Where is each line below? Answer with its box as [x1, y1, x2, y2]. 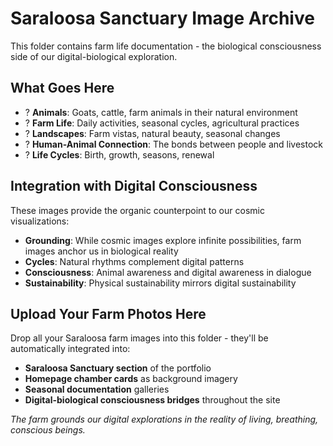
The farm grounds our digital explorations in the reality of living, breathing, [10, 413, 319, 426]
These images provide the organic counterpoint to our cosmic [10, 204, 265, 216]
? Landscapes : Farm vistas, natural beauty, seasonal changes [24, 127, 281, 139]
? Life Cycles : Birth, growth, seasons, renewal [24, 148, 215, 161]
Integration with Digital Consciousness [10, 178, 258, 195]
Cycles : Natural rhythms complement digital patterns [24, 255, 245, 267]
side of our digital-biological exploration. [10, 50, 178, 62]
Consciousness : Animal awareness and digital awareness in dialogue [24, 266, 312, 278]
